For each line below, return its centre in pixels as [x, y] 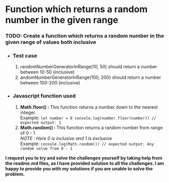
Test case [25, 56]
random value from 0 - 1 [46, 148]
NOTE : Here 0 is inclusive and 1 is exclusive [66, 138]
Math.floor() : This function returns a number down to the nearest [89, 107]
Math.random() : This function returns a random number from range [91, 127]
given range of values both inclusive [51, 42]
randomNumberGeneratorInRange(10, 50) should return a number [89, 67]
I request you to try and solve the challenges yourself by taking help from [84, 158]
